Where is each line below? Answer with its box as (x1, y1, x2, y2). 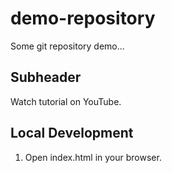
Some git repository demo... (10, 40, 125, 52)
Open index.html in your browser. (24, 151, 162, 163)
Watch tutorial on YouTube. (10, 95, 122, 107)
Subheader (10, 69, 82, 86)
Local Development (10, 125, 134, 142)
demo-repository (10, 7, 156, 30)
